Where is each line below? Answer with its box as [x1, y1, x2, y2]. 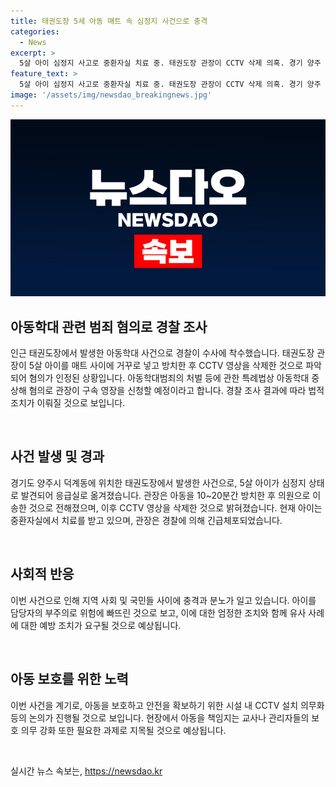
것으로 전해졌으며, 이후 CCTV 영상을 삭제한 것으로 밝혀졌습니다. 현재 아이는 [28, 501, 323, 514]
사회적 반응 [10, 566, 75, 583]
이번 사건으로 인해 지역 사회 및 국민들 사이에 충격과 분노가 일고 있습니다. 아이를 [10, 594, 317, 606]
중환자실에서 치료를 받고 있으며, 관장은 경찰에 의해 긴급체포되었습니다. [10, 514, 283, 526]
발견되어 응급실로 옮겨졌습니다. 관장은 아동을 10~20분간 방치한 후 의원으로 [20, 489, 311, 501]
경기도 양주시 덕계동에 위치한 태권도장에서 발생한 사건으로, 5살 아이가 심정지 [10, 476, 307, 489]
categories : [10, 26, 60, 37]
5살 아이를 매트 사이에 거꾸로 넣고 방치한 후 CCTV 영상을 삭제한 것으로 [28, 360, 304, 372]
